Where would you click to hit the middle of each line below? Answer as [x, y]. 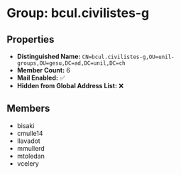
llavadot [28, 141]
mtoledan [31, 156]
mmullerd [31, 148]
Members [28, 108]
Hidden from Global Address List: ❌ [70, 86]
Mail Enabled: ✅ [41, 78]
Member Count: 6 [43, 70]
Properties [31, 39]
